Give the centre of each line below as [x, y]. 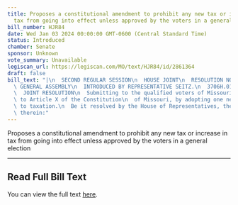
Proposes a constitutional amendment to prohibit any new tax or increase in [118, 133]
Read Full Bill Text [47, 177]
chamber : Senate [31, 47]
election [19, 148]
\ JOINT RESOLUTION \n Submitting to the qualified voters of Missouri [123, 93]
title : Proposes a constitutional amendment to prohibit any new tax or [117, 14]
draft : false [27, 73]
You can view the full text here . [52, 194]
